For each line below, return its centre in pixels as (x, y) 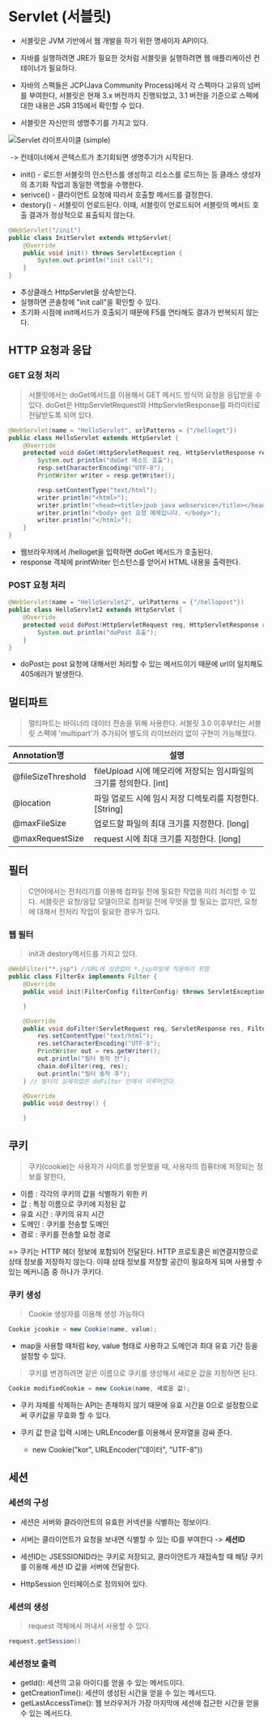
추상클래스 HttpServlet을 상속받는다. (78, 292)
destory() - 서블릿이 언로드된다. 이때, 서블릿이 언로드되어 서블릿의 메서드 (135, 204)
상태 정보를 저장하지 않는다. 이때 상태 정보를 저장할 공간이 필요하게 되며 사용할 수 (136, 1262)
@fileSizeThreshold (49, 777)
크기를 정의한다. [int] (132, 783)
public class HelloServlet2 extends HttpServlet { (96, 610)
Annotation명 (38, 755)
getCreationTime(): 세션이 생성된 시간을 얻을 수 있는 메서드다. (118, 1693)
